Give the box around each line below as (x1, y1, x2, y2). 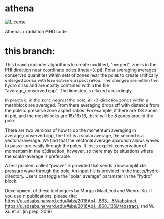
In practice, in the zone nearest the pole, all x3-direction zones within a (5, 97, 148, 103)
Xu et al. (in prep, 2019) (5, 208, 52, 214)
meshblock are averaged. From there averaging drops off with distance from (5, 102, 159, 108)
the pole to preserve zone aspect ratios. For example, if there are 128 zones (5, 107, 158, 113)
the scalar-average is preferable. (5, 153, 71, 159)
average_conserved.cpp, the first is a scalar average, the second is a (5, 132, 144, 138)
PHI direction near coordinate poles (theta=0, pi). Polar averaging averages (5, 67, 157, 73)
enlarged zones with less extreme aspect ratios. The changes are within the (5, 77, 158, 83)
